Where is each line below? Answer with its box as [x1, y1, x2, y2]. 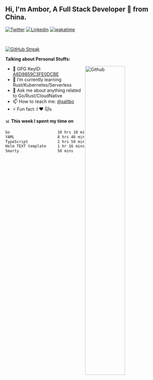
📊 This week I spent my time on [5, 118, 74, 124]
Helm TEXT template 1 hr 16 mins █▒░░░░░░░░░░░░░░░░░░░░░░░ [5, 144, 151, 149]
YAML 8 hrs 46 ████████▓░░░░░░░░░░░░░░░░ [5, 134, 151, 139]
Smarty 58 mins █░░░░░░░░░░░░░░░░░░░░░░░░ [5, 148, 151, 154]
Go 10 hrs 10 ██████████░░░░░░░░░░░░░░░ [5, 130, 151, 135]
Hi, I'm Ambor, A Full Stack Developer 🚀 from [5, 5, 148, 14]
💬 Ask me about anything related [12, 87, 81, 93]
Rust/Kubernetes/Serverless [12, 82, 72, 88]
